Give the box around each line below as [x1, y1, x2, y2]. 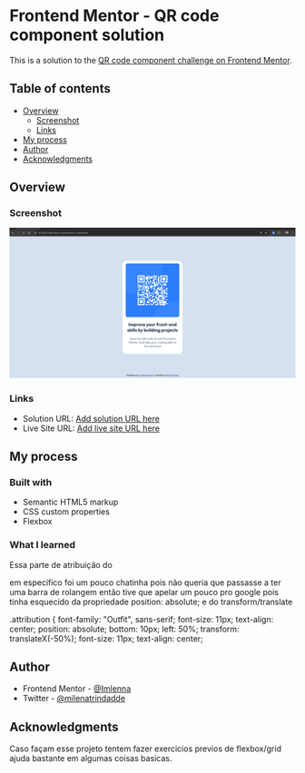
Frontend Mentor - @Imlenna [22, 683, 132, 694]
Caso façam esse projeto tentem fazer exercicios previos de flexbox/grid [9, 743, 281, 754]
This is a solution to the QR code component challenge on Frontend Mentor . [9, 54, 292, 65]
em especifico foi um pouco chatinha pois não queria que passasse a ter [9, 577, 281, 588]
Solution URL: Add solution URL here [22, 413, 161, 424]
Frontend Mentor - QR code [9, 5, 220, 26]
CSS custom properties [22, 506, 111, 517]
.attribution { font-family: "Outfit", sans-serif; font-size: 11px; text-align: [9, 613, 274, 624]
